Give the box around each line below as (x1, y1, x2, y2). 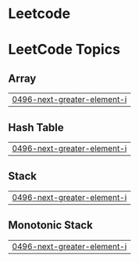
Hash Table (8, 121, 64, 134)
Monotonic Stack (8, 219, 94, 232)
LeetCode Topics (8, 41, 121, 59)
